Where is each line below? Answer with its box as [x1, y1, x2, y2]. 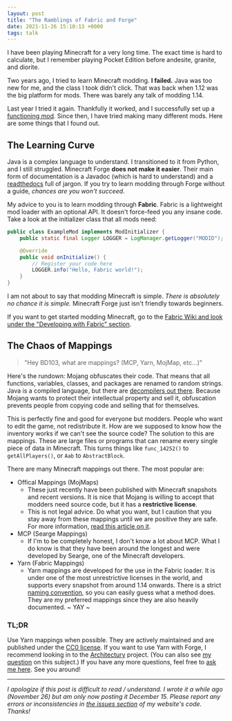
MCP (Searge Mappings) [17, 530, 88, 538]
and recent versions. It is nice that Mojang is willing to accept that [27, 492, 215, 501]
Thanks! [7, 707, 31, 715]
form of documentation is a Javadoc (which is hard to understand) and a [7, 172, 213, 180]
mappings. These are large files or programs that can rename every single [7, 436, 218, 444]
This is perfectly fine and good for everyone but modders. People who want [7, 414, 223, 422]
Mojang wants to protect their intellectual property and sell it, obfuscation [7, 393, 216, 402]
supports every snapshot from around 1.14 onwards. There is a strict [27, 581, 222, 589]
